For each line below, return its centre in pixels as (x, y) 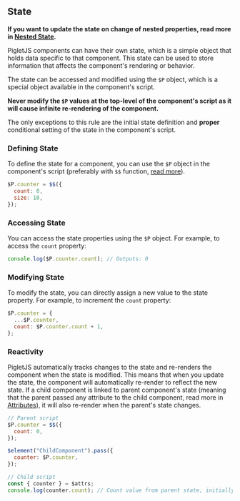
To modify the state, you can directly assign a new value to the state (108, 293)
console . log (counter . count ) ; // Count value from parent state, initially (121, 490)
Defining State (33, 148)
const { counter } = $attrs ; (51, 484)
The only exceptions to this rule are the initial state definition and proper (114, 122)
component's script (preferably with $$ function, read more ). (96, 171)
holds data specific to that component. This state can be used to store (111, 58)
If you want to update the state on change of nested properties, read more (119, 29)
